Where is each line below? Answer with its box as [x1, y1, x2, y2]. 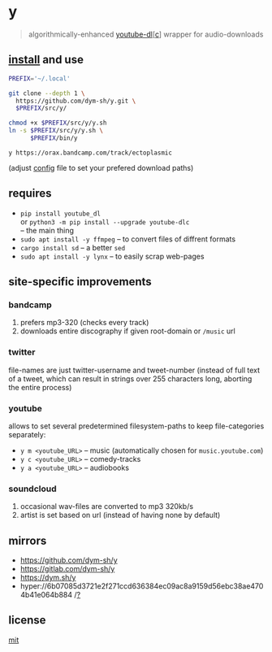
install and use [8, 53, 84, 67]
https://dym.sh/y [19, 572, 76, 583]
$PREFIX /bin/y [29, 134, 79, 142]
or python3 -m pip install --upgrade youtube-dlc [19, 216, 190, 226]
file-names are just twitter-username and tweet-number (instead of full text [8, 365, 261, 375]
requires [8, 186, 52, 201]
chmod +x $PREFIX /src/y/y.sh [8, 119, 107, 128]
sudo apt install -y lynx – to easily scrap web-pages [19, 251, 205, 261]
